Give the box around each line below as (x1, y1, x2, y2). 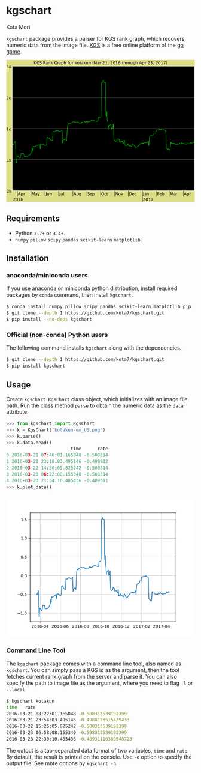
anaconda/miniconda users (6, 271, 88, 280)
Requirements (6, 214, 60, 224)
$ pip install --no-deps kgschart (6, 317, 93, 323)
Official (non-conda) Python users (6, 330, 108, 339)
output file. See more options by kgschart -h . (6, 759, 118, 766)
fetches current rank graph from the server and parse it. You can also (6, 673, 178, 680)
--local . (6, 685, 27, 693)
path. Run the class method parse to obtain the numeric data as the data (6, 402, 184, 409)
